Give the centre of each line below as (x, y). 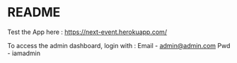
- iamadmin (24, 53)
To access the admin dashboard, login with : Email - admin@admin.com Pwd (119, 45)
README (34, 12)
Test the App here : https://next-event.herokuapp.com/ (87, 32)
